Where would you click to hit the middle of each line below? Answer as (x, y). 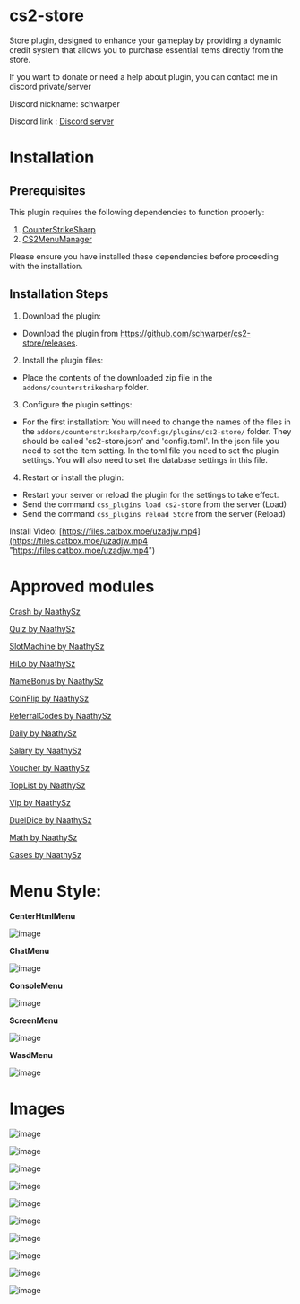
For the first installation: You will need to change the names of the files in (156, 422)
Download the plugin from (70, 333)
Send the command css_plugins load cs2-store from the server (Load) (154, 504)
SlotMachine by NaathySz (57, 646)
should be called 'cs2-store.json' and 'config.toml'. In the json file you (151, 441)
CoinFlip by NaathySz (49, 698)
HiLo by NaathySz (43, 663)
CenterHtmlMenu (43, 915)
